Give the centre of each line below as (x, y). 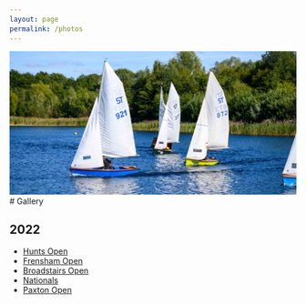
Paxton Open (47, 290)
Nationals (41, 280)
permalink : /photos (46, 29)
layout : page (34, 19)
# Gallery (26, 201)
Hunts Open (45, 251)
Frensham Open (53, 261)
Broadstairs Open (56, 271)
